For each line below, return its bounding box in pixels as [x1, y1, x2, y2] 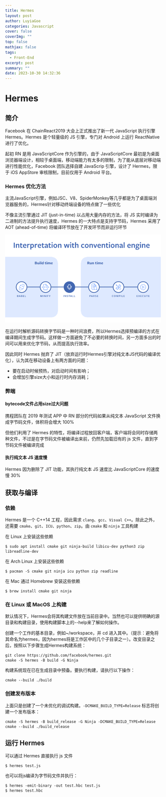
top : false [5, 40, 28, 45]
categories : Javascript [5, 24, 54, 29]
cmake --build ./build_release [5, 724, 70, 729]
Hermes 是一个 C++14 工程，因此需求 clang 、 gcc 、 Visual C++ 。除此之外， [5, 517, 157, 523]
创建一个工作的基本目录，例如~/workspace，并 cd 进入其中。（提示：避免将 [5, 630, 159, 636]
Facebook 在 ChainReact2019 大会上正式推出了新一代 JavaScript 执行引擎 [5, 128, 156, 134]
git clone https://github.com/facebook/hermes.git [5, 653, 112, 658]
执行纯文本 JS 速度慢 [5, 454, 47, 460]
